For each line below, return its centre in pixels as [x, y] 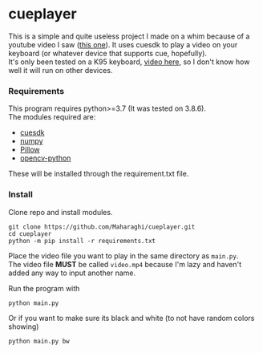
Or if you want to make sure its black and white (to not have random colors [131, 318]
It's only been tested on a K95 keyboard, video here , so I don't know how [129, 62]
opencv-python [45, 158]
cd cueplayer [30, 233]
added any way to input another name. [72, 273]
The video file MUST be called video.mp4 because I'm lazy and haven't [125, 264]
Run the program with [44, 288]
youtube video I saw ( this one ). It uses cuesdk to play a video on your [123, 44]
